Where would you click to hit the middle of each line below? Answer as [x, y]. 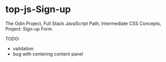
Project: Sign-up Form [29, 28]
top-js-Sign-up [38, 9]
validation [23, 48]
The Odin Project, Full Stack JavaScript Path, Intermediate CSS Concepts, [84, 23]
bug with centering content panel [48, 54]
